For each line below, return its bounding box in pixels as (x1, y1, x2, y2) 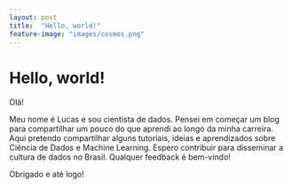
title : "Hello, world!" (9, 21, 101, 30)
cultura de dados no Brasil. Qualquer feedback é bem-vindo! (9, 152, 231, 162)
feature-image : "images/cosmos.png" (9, 29, 145, 38)
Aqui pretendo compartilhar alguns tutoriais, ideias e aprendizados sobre (9, 133, 276, 144)
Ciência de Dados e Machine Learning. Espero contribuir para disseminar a (9, 143, 284, 153)
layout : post (9, 12, 58, 22)
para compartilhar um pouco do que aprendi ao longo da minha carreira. (9, 123, 273, 134)
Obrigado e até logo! (9, 169, 84, 180)
